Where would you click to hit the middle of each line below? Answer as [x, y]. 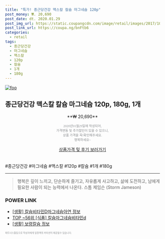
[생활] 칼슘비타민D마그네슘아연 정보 [46, 211]
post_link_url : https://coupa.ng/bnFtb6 [47, 28]
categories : [17, 32]
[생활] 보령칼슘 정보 [31, 224]
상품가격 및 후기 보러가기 [82, 149]
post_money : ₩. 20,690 [28, 14]
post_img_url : [20, 23]
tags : [11, 42]
